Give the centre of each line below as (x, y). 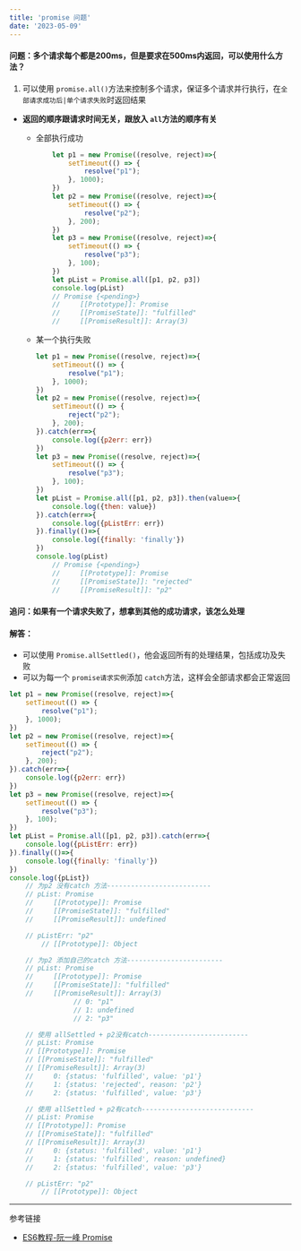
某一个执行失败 (63, 340)
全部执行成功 (59, 138)
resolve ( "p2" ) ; (112, 213)
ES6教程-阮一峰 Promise (67, 1238)
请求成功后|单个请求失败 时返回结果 (87, 99)
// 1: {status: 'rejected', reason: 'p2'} (114, 1084)
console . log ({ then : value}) (104, 506)
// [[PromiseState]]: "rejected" (122, 582)
